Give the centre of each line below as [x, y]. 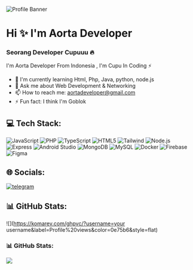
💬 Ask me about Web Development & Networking [75, 86]
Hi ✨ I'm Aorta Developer [69, 33]
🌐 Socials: [26, 172]
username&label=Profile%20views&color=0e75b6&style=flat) [82, 229]
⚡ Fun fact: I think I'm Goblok [50, 102]
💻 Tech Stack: [34, 123]
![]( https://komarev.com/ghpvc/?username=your [66, 223]
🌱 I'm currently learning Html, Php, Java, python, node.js [84, 79]
